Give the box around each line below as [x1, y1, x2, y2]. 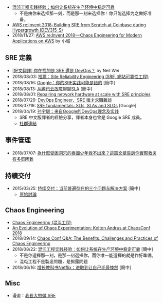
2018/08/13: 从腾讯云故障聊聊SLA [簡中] [12, 86, 92, 92]
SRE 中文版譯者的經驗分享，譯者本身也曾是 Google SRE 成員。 [19, 114, 145, 120]
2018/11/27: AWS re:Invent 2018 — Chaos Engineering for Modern [12, 32, 142, 38]
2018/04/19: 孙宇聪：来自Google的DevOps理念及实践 [12, 108, 119, 114]
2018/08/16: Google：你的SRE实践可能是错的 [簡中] [12, 79, 115, 85]
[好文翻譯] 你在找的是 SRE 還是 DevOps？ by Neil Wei [12, 67, 119, 73]
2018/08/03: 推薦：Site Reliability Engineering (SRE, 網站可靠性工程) [12, 74, 149, 79]
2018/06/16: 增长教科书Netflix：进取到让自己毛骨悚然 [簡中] [12, 265, 131, 270]
